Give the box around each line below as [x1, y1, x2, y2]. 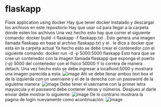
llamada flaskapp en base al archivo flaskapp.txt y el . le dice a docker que [5, 40, 154, 46]
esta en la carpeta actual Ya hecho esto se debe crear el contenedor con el [5, 45, 155, 51]
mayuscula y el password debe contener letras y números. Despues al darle [5, 86, 156, 92]
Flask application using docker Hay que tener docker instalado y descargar [5, 19, 155, 25]
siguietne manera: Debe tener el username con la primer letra [5, 81, 146, 87]
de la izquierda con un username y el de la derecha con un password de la [5, 76, 154, 82]
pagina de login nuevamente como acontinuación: [5, 96, 105, 102]
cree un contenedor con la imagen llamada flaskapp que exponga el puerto [5, 55, 155, 61]
